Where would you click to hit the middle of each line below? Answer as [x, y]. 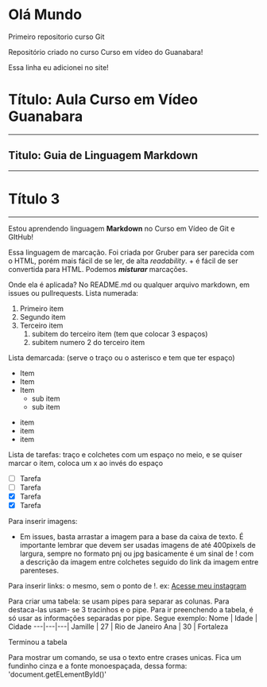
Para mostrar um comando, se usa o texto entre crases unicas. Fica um [125, 657]
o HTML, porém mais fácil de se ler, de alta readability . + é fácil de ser [123, 261]
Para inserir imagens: [43, 521]
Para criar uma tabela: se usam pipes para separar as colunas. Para [119, 601]
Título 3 [34, 198]
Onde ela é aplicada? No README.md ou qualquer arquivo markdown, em [129, 285]
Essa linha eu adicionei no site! [58, 67]
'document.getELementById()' [58, 674]
